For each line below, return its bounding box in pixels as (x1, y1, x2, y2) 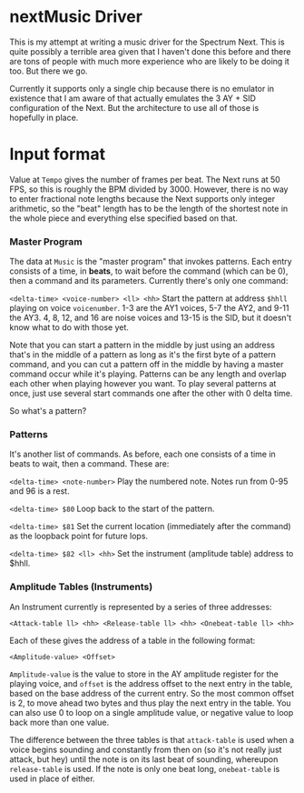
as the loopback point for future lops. (9, 530, 148, 542)
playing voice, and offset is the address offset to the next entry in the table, (9, 678, 293, 688)
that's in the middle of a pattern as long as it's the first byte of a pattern (9, 349, 277, 360)
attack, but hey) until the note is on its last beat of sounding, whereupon (9, 753, 279, 765)
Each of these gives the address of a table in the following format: (9, 635, 256, 646)
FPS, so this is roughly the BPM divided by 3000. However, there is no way (9, 184, 289, 195)
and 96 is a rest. (9, 486, 70, 497)
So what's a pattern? (9, 406, 87, 417)
